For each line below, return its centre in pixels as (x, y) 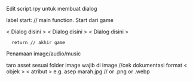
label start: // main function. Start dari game (60, 20)
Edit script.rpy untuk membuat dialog (52, 9)
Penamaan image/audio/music (44, 54)
